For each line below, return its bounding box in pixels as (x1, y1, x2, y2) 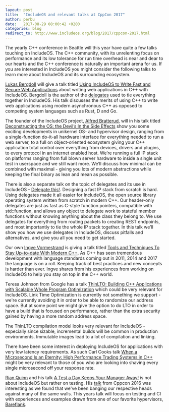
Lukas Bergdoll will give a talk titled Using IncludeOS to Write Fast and (5, 81, 151, 87)
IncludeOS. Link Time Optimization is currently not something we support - (5, 292, 161, 298)
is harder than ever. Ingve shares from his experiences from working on (5, 266, 154, 272)
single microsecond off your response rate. (5, 365, 95, 371)
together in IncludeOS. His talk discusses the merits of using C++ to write (5, 97, 158, 103)
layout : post (5, 7, 33, 13)
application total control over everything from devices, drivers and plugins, (5, 145, 160, 150)
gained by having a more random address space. (5, 313, 107, 319)
